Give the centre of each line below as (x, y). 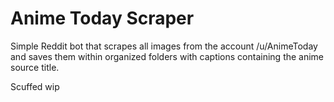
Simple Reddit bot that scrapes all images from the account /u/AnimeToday (164, 46)
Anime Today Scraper (102, 18)
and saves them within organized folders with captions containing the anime (167, 56)
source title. (35, 67)
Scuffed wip (35, 86)
